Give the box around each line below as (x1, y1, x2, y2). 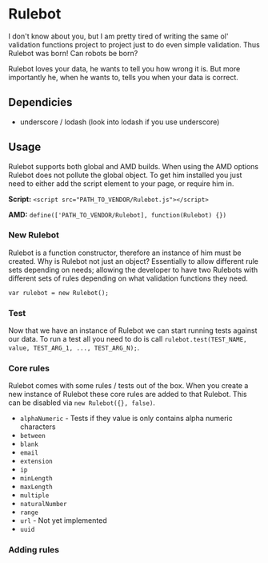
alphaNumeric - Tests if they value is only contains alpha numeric (19, 414, 234, 423)
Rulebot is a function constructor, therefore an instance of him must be (8, 248, 242, 257)
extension (19, 458, 54, 466)
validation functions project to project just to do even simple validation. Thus (8, 39, 260, 49)
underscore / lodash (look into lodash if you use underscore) (19, 117, 220, 127)
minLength (19, 475, 54, 483)
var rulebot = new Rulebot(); (8, 289, 110, 297)
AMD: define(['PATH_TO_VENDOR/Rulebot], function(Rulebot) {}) (8, 209, 226, 219)
